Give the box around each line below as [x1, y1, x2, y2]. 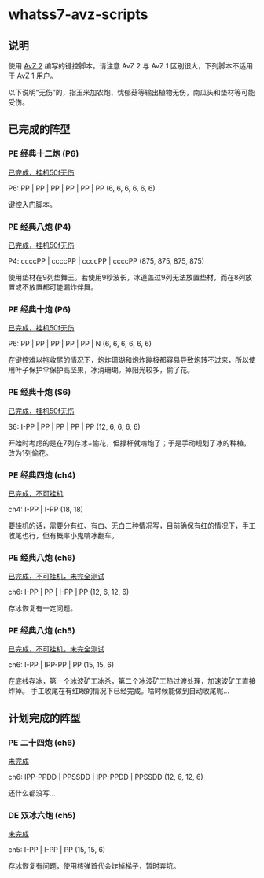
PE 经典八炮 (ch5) [8, 625, 76, 636]
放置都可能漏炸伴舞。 [28, 282, 98, 292]
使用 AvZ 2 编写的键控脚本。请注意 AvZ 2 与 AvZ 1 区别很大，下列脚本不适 [8, 61, 247, 70]
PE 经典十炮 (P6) [8, 304, 71, 315]
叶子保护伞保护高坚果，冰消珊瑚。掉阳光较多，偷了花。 [14, 365, 194, 374]
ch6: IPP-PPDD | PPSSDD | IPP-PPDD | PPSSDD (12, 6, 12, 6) [8, 773, 204, 782]
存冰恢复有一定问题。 [8, 603, 77, 613]
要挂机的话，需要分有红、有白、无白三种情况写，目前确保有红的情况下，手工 [8, 521, 256, 530]
